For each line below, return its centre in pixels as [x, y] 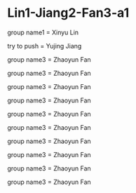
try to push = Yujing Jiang [45, 46]
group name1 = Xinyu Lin [43, 32]
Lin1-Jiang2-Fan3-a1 [68, 13]
